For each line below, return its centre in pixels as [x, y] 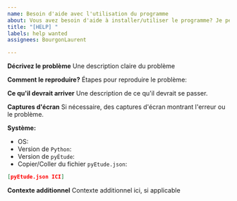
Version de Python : [44, 149]
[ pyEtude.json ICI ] [36, 177]
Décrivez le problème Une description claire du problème [91, 66]
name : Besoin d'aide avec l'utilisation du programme [88, 14]
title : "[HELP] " [33, 27]
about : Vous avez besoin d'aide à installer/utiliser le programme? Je [115, 20]
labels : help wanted [38, 33]
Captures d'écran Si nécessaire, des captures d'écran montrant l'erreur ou [116, 107]
